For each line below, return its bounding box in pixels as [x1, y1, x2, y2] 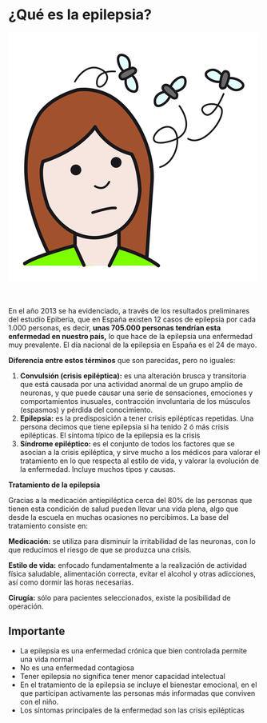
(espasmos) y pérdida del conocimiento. [19, 405, 153, 414]
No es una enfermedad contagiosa [19, 662, 134, 673]
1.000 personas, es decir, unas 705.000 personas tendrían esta [8, 322, 221, 333]
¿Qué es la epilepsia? [8, 6, 152, 24]
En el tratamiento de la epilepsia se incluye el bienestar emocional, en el [19, 680, 257, 689]
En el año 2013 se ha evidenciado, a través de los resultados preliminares [8, 306, 250, 315]
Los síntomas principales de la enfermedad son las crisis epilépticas [19, 705, 245, 715]
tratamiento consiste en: [8, 521, 88, 530]
